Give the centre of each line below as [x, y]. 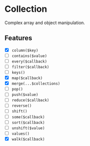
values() [21, 134]
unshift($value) [28, 128]
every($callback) [29, 61]
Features [18, 38]
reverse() [22, 106]
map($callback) [27, 78]
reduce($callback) [30, 100]
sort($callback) [28, 122]
